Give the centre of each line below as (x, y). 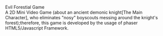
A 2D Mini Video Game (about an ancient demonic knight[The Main (74, 12)
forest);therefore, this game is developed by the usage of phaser (72, 23)
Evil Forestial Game (25, 7)
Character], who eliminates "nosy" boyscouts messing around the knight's (81, 18)
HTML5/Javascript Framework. (37, 28)
